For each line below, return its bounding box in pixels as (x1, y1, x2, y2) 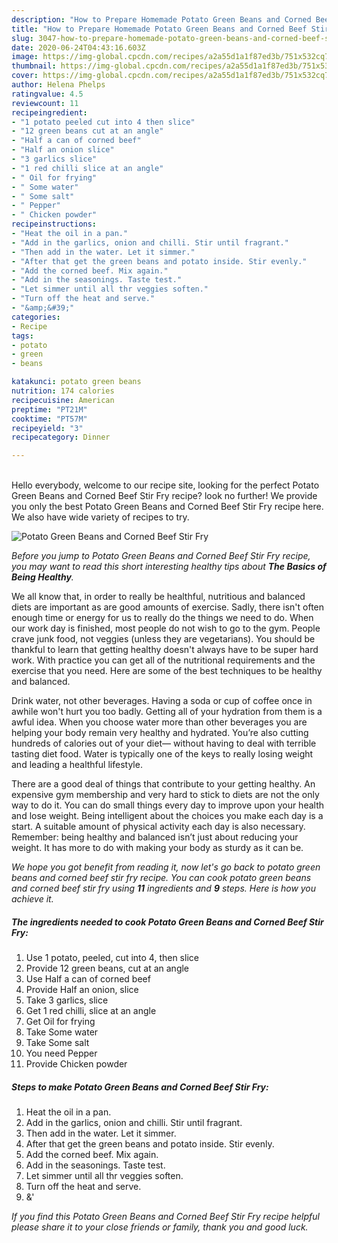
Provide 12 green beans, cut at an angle (25, 962, 190, 975)
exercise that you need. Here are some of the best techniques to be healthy (11, 665, 323, 677)
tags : (11, 331, 34, 341)
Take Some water (25, 1026, 99, 1038)
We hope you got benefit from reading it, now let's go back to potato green (11, 861, 321, 873)
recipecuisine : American (11, 395, 115, 405)
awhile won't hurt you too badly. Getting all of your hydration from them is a (11, 706, 323, 718)
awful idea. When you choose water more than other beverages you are (11, 716, 308, 728)
